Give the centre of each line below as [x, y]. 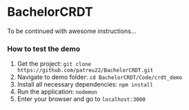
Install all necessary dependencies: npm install [85, 85]
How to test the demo [44, 49]
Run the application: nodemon [57, 92]
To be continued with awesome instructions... [72, 31]
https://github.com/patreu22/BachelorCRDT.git [85, 70]
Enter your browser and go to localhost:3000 [81, 99]
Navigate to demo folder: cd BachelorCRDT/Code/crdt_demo [100, 77]
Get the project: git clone [54, 64]
